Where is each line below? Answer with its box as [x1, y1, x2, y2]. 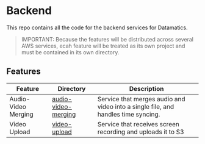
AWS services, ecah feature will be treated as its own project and [21, 42, 185, 49]
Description [129, 84, 164, 93]
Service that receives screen [97, 120, 180, 128]
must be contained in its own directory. [21, 48, 120, 56]
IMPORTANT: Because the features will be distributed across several [21, 35, 194, 43]
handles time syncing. [97, 110, 160, 118]
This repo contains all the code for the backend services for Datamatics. [6, 24, 188, 31]
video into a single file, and [97, 102, 174, 110]
